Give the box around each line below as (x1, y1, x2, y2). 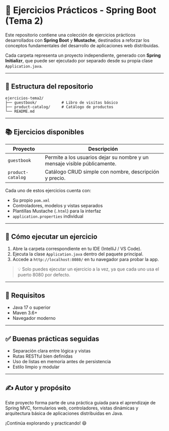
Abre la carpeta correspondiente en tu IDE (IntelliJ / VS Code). (12, 246, 142, 252)
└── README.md (5, 109, 35, 114)
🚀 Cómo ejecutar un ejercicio (5, 232, 98, 241)
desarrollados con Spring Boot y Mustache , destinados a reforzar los (5, 37, 150, 43)
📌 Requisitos (5, 291, 45, 300)
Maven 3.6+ (12, 310, 38, 316)
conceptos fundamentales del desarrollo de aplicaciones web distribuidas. (5, 42, 160, 48)
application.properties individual (12, 213, 84, 219)
